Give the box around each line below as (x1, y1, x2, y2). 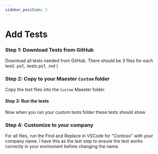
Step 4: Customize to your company (5, 121, 94, 128)
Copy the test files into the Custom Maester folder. (5, 86, 105, 92)
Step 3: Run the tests (5, 98, 50, 104)
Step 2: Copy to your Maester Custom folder (5, 76, 110, 82)
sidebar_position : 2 (5, 7, 48, 12)
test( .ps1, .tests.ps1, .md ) (5, 63, 58, 69)
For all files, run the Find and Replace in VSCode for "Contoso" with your (5, 133, 154, 139)
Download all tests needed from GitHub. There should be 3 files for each (5, 58, 154, 64)
